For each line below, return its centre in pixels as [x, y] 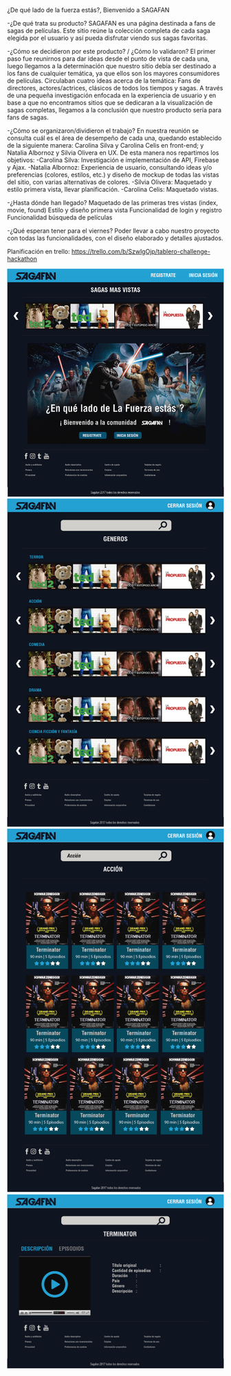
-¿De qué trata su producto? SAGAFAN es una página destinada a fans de [111, 23]
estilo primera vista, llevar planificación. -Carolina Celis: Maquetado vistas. [113, 189]
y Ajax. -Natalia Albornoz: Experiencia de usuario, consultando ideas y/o [110, 167]
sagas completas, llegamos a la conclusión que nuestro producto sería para [114, 110]
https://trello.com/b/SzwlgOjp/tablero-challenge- [141, 252]
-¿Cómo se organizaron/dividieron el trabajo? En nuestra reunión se [103, 131]
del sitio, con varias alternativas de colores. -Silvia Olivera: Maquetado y [109, 182]
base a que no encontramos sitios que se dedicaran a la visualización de [110, 102]
